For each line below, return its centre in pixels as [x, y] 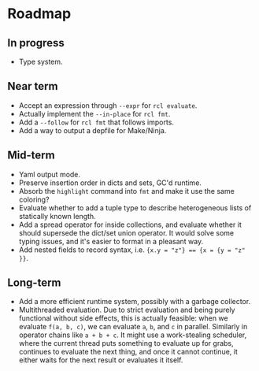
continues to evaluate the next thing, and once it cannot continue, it [128, 352]
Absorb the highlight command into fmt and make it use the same [127, 191]
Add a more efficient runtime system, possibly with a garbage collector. [135, 302]
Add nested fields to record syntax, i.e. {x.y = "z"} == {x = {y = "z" [132, 250]
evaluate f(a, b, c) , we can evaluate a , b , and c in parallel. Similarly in [133, 327]
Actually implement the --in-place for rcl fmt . [94, 113]
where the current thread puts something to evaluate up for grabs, [126, 343]
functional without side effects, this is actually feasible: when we [124, 318]
